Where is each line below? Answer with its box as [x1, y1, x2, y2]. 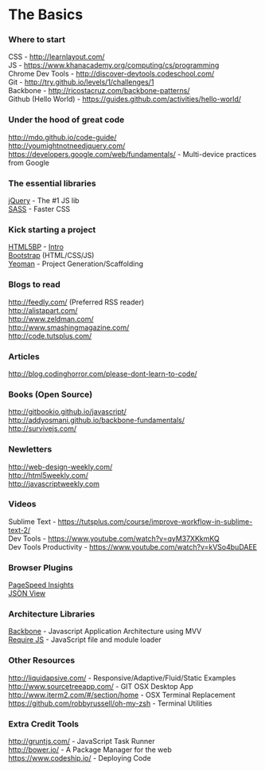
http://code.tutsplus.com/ [8, 331, 92, 340]
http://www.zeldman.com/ [8, 314, 94, 323]
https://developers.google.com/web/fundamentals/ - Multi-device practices [8, 149, 257, 159]
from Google [8, 158, 50, 167]
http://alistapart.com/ [8, 305, 78, 315]
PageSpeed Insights [8, 580, 74, 590]
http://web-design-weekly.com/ [8, 462, 113, 472]
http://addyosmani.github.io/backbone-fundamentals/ [8, 416, 185, 425]
